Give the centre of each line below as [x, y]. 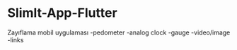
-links [16, 39]
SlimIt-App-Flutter [63, 13]
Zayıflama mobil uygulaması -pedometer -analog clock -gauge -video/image [119, 32]
